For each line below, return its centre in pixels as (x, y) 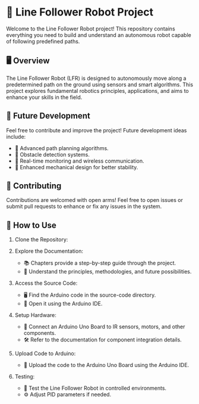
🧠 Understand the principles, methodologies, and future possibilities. (108, 272)
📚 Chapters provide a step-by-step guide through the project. (100, 263)
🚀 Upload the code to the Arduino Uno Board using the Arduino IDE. (106, 365)
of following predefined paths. (43, 41)
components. (40, 333)
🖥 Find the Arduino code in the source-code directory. (90, 295)
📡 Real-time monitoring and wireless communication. (79, 161)
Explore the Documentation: (49, 251)
